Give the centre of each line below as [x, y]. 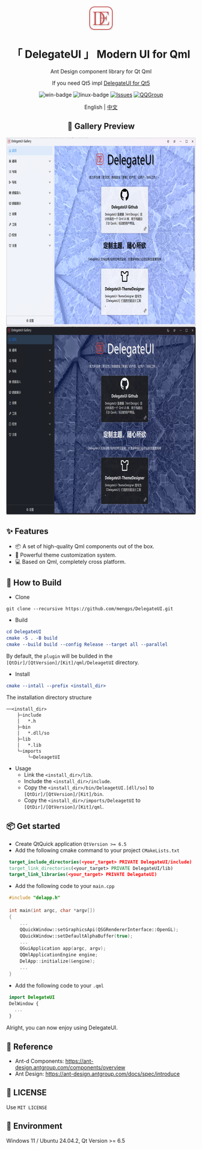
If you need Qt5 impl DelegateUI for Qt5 [101, 83]
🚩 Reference [29, 1046]
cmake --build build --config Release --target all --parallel [87, 645]
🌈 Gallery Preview [101, 127]
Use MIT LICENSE [27, 1107]
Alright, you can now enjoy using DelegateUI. [62, 1028]
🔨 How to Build [34, 583]
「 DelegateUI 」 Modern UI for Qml [101, 54]
